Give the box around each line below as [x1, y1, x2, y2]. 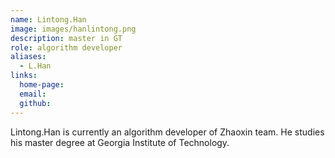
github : [19, 98, 52, 108]
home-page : [19, 80, 65, 90]
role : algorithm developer [10, 42, 123, 53]
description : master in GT [10, 33, 123, 43]
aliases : [10, 52, 47, 62]
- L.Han [19, 61, 52, 71]
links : [10, 71, 38, 81]
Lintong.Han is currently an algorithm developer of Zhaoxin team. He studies [10, 126, 325, 138]
